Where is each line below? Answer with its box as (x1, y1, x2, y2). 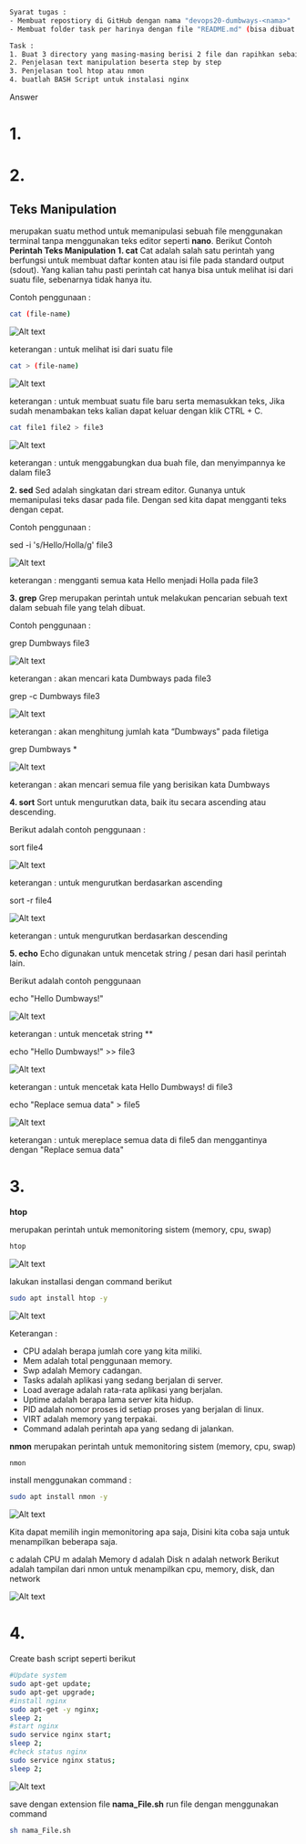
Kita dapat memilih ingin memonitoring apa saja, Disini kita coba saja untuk (9, 1526, 290, 1537)
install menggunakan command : (9, 1474, 132, 1486)
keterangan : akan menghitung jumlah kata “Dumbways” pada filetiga (9, 726, 269, 737)
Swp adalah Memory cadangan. (22, 1365, 143, 1376)
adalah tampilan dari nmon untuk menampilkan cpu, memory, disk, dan (9, 1564, 275, 1575)
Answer (9, 91, 38, 102)
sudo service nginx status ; (9, 1755, 117, 1765)
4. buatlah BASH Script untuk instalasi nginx (9, 75, 189, 85)
